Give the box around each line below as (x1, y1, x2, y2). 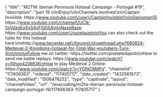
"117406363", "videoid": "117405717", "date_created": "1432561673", (5, 71, 142, 77)
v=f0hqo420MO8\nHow (5, 61, 54, 66)
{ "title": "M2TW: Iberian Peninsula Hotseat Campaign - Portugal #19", (5, 4, 145, 10)
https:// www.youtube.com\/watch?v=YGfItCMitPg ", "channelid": (5, 66, 133, 72)
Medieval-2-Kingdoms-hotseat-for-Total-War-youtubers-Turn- (5, 46, 130, 51)
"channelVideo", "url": (5, 81, 50, 87)
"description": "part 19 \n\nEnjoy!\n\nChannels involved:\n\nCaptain (5, 9, 140, 15)
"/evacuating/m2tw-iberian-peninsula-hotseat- (50, 81, 145, 87)
